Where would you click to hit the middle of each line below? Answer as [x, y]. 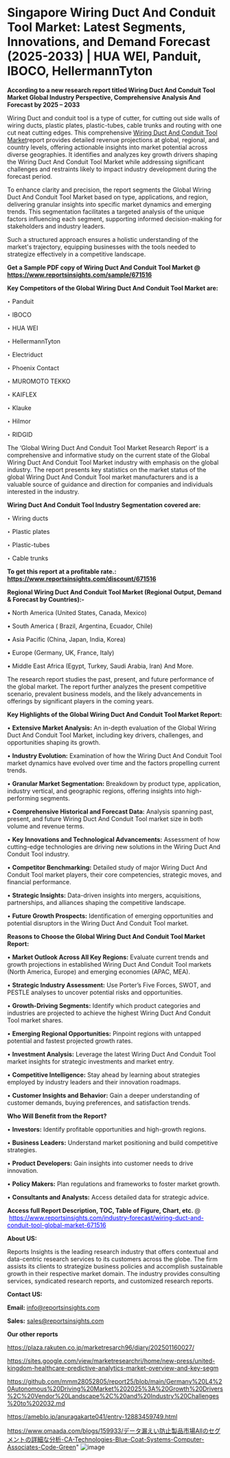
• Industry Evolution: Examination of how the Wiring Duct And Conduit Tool [114, 755]
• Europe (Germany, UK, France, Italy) [61, 652]
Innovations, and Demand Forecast [109, 42]
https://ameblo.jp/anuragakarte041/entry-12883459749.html [92, 1416]
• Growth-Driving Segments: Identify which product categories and [104, 1005]
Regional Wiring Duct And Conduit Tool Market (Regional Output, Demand [114, 592]
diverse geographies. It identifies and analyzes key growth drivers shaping [113, 154]
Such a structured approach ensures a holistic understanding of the [103, 239]
